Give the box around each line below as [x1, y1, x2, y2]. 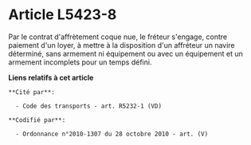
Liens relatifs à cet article [8, 72, 94, 82]
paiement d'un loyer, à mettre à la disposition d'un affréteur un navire [8, 40, 235, 49]
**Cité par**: [8, 88, 56, 96]
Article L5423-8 [8, 6, 117, 24]
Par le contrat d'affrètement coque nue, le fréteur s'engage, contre [8, 32, 228, 41]
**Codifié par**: [8, 116, 66, 124]
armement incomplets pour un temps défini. [8, 57, 152, 67]
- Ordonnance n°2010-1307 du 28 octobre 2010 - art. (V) [15, 130, 209, 138]
